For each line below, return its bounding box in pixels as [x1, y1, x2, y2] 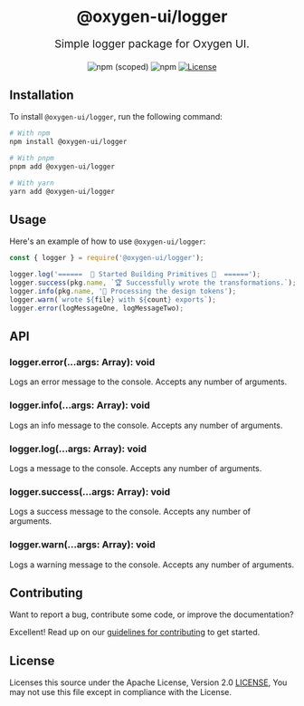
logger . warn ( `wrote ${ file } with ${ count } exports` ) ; [9, 295, 217, 305]
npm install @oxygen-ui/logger [9, 138, 128, 147]
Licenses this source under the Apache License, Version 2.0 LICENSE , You [9, 677, 288, 688]
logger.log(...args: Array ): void [9, 442, 147, 455]
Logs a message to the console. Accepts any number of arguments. [9, 462, 262, 473]
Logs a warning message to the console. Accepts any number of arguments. [9, 559, 295, 570]
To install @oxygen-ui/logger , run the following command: [9, 111, 223, 122]
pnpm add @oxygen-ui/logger [9, 162, 116, 171]
